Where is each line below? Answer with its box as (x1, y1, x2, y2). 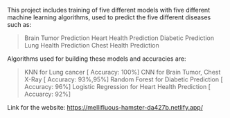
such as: (7, 21, 32, 28)
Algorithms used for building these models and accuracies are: (7, 55, 186, 63)
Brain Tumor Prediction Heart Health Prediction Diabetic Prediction (24, 34, 215, 42)
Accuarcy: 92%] (24, 90, 71, 98)
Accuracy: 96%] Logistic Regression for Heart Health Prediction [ (24, 83, 211, 90)
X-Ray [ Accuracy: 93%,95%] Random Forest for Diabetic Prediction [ (24, 75, 223, 83)
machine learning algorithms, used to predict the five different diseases (7, 13, 211, 21)
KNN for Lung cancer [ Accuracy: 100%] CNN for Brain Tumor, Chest (24, 68, 221, 76)
